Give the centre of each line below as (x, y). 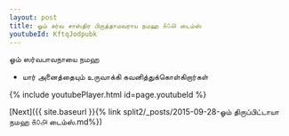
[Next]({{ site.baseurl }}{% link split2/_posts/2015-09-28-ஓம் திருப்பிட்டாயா (144, 112)
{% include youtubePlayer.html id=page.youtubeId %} (108, 95)
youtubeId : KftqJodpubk (53, 34)
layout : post (33, 17)
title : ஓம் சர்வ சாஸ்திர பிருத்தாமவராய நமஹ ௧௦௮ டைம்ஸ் (105, 26)
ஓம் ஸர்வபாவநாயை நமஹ (54, 60)
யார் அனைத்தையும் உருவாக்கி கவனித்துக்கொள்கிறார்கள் (115, 77)
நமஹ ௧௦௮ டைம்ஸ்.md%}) (56, 122)
